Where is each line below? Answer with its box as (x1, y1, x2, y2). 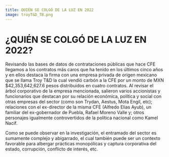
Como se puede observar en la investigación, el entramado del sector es (5, 130, 157, 136)
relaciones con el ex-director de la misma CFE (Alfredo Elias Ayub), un (5, 104, 152, 110)
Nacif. (5, 120, 18, 126)
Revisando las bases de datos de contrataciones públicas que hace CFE (5, 61, 156, 67)
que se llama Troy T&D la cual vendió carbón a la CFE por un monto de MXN (5, 77, 164, 83)
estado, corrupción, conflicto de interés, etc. (5, 146, 98, 152)
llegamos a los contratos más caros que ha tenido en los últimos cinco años (5, 67, 163, 73)
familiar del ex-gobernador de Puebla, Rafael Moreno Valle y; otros (5, 110, 144, 116)
